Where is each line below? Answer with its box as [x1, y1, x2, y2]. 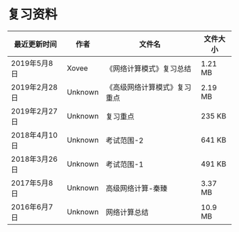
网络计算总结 [105, 207, 149, 217]
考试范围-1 [105, 159, 144, 169]
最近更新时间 [14, 39, 57, 49]
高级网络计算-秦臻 [105, 183, 168, 193]
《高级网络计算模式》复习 [105, 82, 192, 92]
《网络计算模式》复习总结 [105, 63, 192, 73]
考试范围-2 [105, 136, 144, 145]
